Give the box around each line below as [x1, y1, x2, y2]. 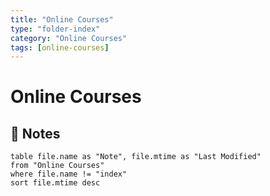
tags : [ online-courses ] [10, 42, 110, 53]
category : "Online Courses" [10, 33, 128, 43]
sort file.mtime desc [10, 178, 101, 188]
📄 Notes [10, 125, 61, 142]
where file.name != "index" [10, 169, 128, 180]
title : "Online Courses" [10, 14, 114, 25]
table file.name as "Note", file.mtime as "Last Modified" [10, 152, 262, 162]
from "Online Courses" [10, 161, 105, 171]
